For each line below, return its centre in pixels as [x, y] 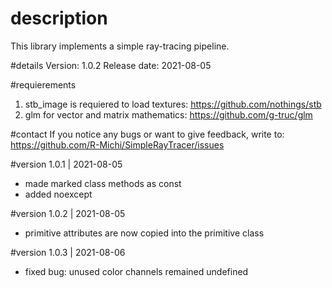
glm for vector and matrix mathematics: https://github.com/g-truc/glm [168, 114]
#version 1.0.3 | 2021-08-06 [68, 252]
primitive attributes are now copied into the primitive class [144, 233]
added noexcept [58, 194]
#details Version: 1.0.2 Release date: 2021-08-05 [111, 65]
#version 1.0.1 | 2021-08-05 [66, 164]
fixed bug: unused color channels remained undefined [136, 271]
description [59, 18]
